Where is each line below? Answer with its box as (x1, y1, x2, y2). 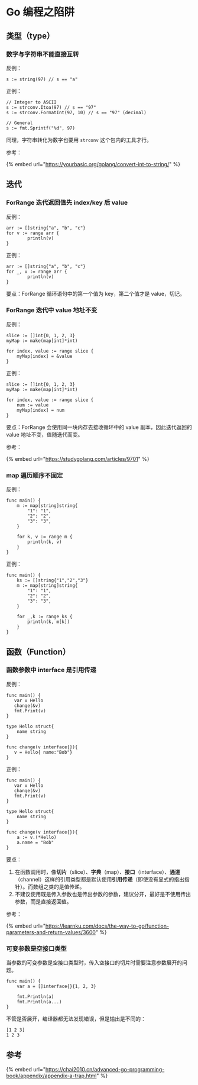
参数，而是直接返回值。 (14, 897, 72, 905)
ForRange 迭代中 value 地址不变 (6, 306, 98, 314)
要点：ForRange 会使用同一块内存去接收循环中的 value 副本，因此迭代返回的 (6, 424, 192, 431)
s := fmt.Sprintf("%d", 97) (6, 125, 76, 131)
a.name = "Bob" (17, 839, 54, 845)
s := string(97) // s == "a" (6, 76, 78, 82)
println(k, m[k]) (27, 619, 70, 625)
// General (6, 120, 33, 126)
